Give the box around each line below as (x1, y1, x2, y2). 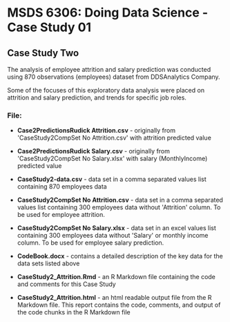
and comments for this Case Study (17, 280, 116, 288)
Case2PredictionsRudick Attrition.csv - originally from (17, 126, 176, 135)
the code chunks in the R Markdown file (17, 308, 131, 316)
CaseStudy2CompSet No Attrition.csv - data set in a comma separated (17, 196, 223, 205)
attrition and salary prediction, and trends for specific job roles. (7, 93, 186, 102)
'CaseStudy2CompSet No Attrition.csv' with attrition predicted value (17, 133, 212, 142)
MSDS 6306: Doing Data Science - (7, 5, 209, 21)
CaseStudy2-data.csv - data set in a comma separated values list (17, 175, 207, 184)
